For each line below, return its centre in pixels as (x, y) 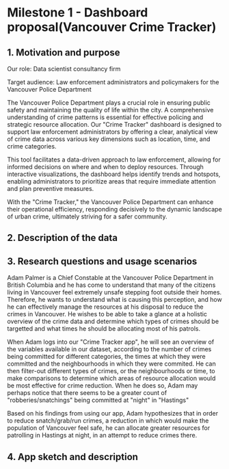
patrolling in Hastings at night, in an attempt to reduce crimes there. (102, 435)
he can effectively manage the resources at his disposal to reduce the (105, 307)
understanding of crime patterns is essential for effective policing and (105, 117)
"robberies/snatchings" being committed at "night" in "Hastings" (98, 400)
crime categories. (32, 146)
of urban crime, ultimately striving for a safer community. (87, 216)
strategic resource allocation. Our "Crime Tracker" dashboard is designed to (114, 124)
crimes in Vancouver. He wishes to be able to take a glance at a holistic (107, 314)
